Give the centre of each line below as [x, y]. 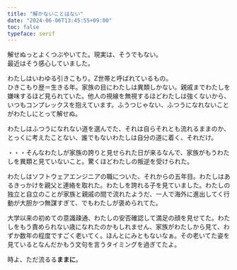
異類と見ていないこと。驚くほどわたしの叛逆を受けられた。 [106, 162]
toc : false [23, 27]
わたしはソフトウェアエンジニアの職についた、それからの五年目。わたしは [116, 177]
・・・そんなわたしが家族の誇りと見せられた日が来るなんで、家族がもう [112, 153]
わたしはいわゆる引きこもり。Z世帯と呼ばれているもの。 [90, 78]
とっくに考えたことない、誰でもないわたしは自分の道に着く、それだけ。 [112, 138]
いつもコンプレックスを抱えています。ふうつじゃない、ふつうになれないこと [118, 105]
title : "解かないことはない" [45, 14]
